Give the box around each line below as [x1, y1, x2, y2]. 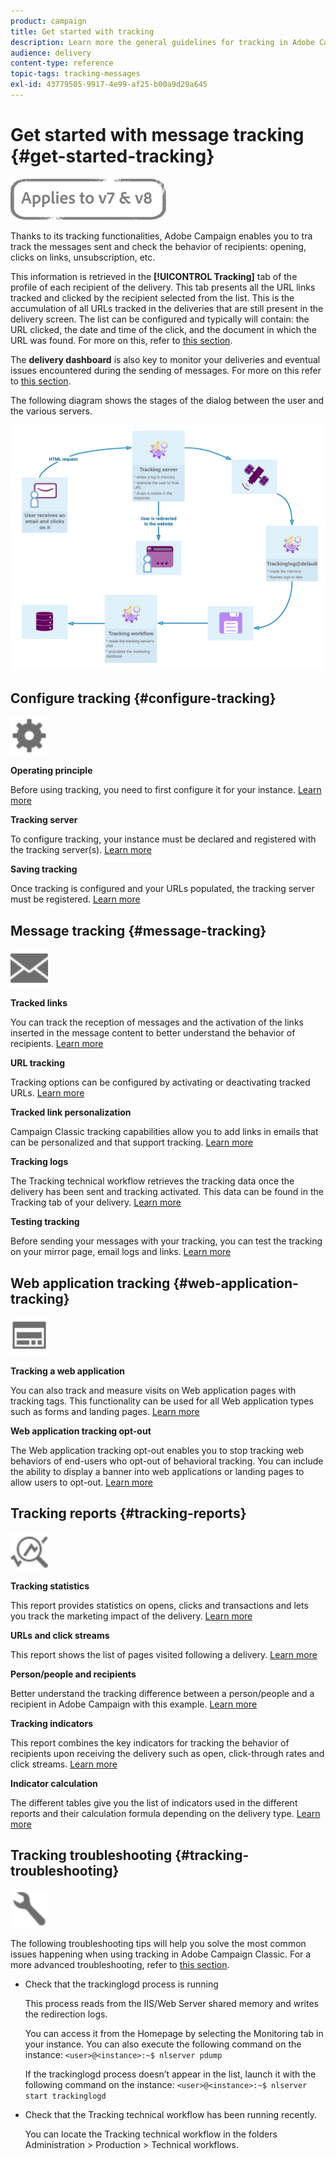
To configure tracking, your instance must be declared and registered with [10, 833, 317, 845]
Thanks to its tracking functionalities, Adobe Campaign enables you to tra [10, 230, 313, 242]
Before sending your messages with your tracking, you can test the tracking [10, 1235, 323, 1247]
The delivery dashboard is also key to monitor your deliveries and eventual [10, 353, 321, 365]
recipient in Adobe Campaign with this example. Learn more [10, 1698, 258, 1710]
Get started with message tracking [10, 124, 305, 147]
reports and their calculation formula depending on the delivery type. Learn [10, 1807, 321, 1819]
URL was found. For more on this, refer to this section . [10, 334, 233, 346]
